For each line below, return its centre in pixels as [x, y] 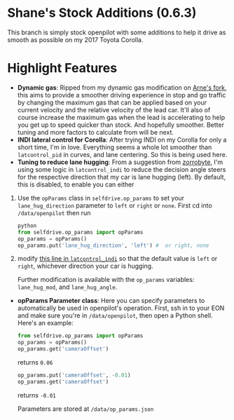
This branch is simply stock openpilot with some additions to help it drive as [117, 32]
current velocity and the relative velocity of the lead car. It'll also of [114, 109]
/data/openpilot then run [54, 212]
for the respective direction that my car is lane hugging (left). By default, [122, 177]
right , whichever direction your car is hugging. [85, 266]
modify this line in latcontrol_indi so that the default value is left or [117, 259]
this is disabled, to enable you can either [76, 184]
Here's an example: [45, 323]
